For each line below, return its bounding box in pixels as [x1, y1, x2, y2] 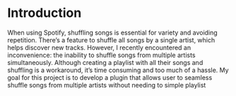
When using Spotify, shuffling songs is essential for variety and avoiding [7, 28, 218, 37]
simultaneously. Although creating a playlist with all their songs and [7, 58, 203, 66]
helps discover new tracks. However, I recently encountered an [7, 43, 191, 52]
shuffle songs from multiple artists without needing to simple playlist [7, 80, 206, 89]
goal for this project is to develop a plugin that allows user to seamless [7, 73, 213, 82]
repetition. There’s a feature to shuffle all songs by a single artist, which [7, 35, 216, 44]
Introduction [7, 5, 82, 21]
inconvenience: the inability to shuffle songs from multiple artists [7, 51, 196, 59]
